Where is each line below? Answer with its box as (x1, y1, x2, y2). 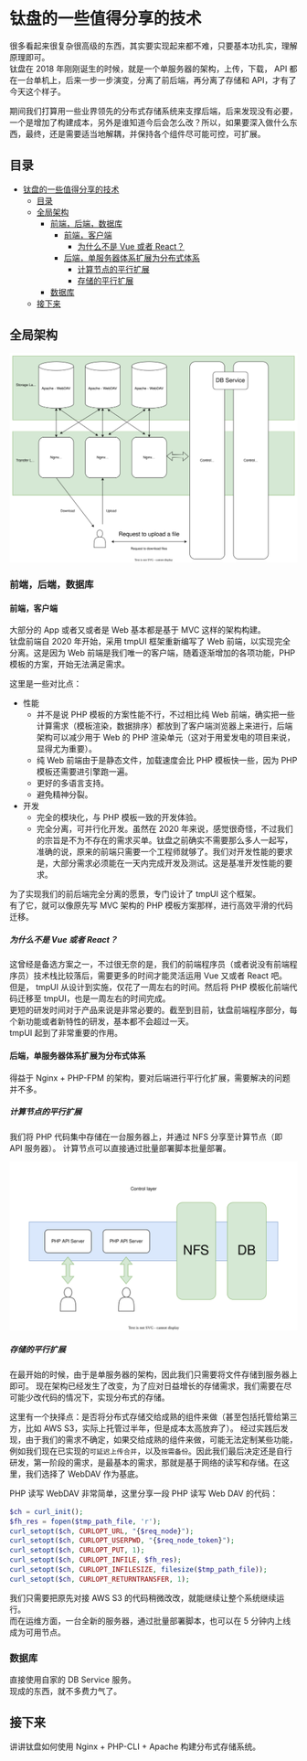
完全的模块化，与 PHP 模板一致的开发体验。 (36, 812, 202, 823)
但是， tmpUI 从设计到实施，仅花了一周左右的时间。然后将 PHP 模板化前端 (9, 982, 290, 993)
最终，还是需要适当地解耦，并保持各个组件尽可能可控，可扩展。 (25, 128, 266, 139)
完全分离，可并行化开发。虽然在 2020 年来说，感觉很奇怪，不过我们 (36, 824, 294, 835)
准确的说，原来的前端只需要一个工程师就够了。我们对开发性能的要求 (36, 847, 293, 858)
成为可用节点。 (9, 1627, 66, 1638)
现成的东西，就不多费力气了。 (9, 1686, 122, 1697)
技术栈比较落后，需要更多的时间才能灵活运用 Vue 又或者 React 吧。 (33, 970, 288, 981)
